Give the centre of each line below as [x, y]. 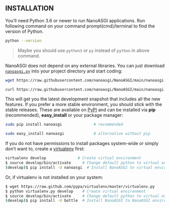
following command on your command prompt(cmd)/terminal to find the [80, 26]
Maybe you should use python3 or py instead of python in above [83, 50]
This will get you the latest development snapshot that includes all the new [83, 99]
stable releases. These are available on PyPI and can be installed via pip [80, 110]
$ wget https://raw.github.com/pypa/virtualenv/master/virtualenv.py [80, 186]
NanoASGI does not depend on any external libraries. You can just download [85, 65]
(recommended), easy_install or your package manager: [64, 115]
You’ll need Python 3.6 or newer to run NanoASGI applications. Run [75, 20]
